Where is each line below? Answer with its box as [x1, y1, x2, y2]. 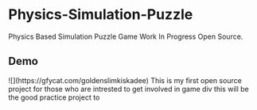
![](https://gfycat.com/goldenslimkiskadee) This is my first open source [8, 75, 243, 85]
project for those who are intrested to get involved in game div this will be [8, 84, 249, 93]
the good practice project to [8, 93, 100, 102]
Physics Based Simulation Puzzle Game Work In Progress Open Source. [8, 32, 243, 41]
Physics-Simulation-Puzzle [8, 6, 193, 24]
